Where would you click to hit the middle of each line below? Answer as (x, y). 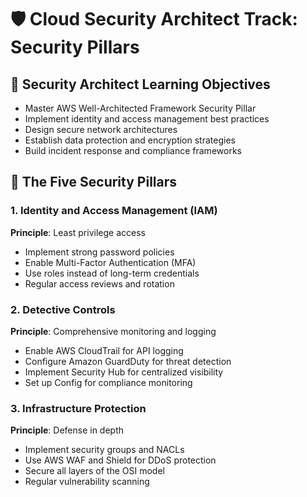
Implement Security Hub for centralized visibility (124, 372)
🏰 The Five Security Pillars (94, 182)
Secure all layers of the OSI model (94, 471)
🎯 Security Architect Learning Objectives (140, 84)
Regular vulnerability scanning (87, 482)
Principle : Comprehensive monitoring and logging (113, 331)
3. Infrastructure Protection (78, 408)
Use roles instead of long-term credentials (112, 273)
